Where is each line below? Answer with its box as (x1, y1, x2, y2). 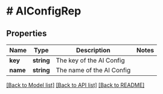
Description (76, 46, 110, 54)
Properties (6, 28, 47, 39)
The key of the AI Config (56, 56, 125, 64)
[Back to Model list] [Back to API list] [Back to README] (6, 81, 145, 89)
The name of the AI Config (56, 66, 131, 74)
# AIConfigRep (6, 4, 81, 18)
